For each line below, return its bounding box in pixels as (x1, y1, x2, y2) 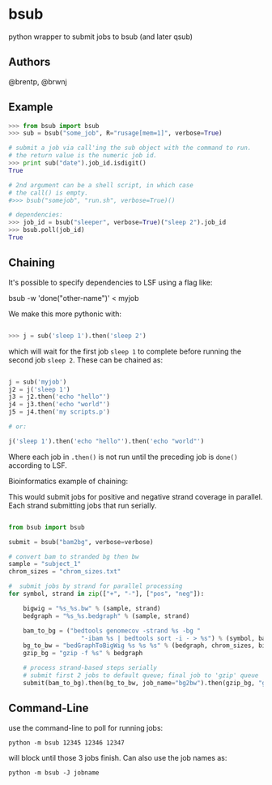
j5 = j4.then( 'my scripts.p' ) (8, 408, 111, 416)
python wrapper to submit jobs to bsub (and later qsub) (8, 32, 193, 41)
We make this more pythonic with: (8, 309, 122, 319)
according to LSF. (8, 460, 67, 470)
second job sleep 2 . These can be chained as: (8, 354, 164, 365)
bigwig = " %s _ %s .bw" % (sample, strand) (23, 604, 161, 612)
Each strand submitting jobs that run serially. (8, 500, 157, 510)
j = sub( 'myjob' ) (8, 378, 67, 386)
